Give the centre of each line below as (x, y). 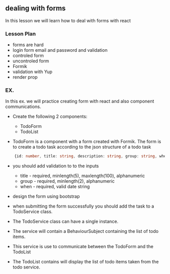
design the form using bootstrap (46, 196)
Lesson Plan (21, 33)
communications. (23, 107)
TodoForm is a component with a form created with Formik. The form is (87, 142)
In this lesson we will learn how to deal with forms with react (68, 20)
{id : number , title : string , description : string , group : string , (86, 156)
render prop (25, 77)
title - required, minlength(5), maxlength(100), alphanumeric (82, 176)
